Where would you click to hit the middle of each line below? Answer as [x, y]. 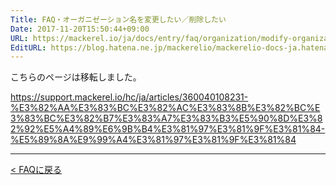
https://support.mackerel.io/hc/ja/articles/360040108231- [129, 97]
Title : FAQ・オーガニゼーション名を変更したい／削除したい [118, 19]
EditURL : [28, 47]
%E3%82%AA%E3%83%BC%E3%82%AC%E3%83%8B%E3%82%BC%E [165, 108]
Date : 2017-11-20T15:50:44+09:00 [80, 29]
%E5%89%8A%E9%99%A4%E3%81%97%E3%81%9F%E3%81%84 [153, 140]
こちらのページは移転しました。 [76, 77]
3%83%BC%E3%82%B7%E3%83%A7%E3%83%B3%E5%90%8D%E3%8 [166, 118]
